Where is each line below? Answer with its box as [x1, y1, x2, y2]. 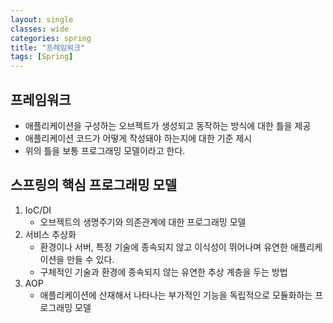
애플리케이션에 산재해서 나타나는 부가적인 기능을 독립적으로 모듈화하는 [39, 289, 313, 301]
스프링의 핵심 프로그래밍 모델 [10, 177, 178, 194]
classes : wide [10, 24, 70, 34]
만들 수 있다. [66, 253, 115, 265]
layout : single [10, 14, 74, 25]
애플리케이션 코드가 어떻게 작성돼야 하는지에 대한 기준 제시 [24, 132, 253, 144]
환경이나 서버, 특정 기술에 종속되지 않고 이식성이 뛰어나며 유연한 [39, 241, 288, 253]
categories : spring [10, 33, 92, 43]
